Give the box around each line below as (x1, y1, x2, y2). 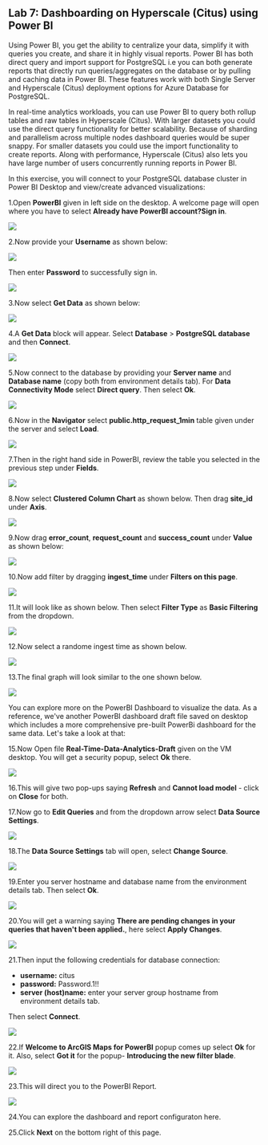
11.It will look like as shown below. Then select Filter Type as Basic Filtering (8, 602, 258, 612)
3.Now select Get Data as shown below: (8, 298, 141, 307)
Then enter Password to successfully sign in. (8, 267, 158, 277)
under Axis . (8, 501, 47, 512)
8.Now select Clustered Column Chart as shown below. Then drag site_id (8, 493, 254, 503)
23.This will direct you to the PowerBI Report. (8, 1081, 158, 1090)
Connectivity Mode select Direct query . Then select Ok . (8, 384, 196, 394)
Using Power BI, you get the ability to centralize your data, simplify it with (8, 40, 250, 50)
